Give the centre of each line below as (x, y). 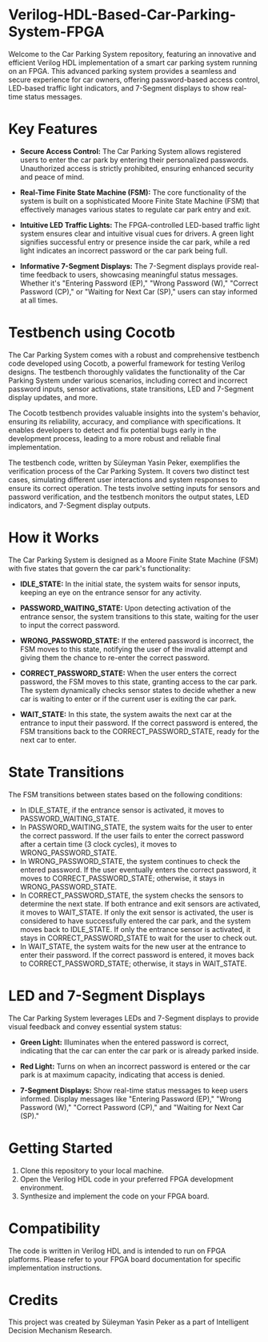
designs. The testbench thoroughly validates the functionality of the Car (127, 371)
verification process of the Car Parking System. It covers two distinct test (129, 471)
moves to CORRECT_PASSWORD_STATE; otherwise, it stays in (122, 878)
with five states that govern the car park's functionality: (100, 568)
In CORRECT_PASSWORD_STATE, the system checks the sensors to (132, 895)
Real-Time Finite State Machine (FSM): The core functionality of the (133, 192)
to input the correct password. (70, 625)
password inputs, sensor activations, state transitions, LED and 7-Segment (131, 389)
